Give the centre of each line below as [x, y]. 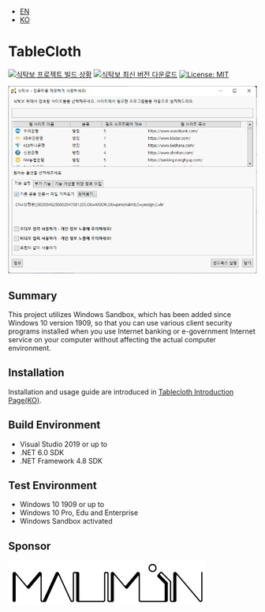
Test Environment [52, 485]
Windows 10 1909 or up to [62, 505]
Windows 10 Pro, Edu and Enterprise [79, 513]
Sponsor [30, 546]
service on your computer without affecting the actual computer [112, 339]
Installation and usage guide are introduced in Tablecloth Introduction [121, 392]
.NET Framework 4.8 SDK [61, 461]
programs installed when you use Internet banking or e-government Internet [132, 331]
